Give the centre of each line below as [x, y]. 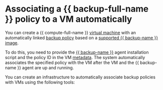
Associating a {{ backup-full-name [77, 9]
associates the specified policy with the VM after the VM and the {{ [72, 62]
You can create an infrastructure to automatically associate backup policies [80, 77]
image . [12, 43]
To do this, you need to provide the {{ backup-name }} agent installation [77, 52]
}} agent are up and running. [46, 67]
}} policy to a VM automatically [69, 19]
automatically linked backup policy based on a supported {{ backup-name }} [81, 38]
